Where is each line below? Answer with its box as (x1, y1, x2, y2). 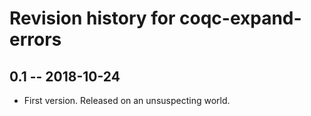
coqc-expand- (179, 7, 302, 30)
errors (9, 28, 62, 51)
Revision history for (9, 7, 176, 30)
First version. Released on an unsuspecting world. (23, 95, 231, 106)
